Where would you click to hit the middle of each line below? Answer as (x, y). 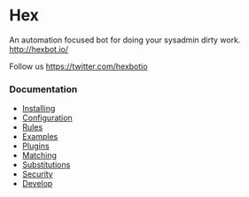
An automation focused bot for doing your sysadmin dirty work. (125, 40)
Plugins (36, 146)
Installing (39, 109)
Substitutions (46, 165)
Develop (37, 184)
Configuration (47, 118)
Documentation (43, 89)
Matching (39, 155)
